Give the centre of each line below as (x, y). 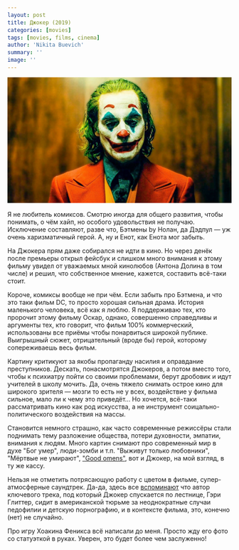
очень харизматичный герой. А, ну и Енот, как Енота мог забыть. (106, 237)
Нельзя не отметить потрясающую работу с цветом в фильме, (103, 480)
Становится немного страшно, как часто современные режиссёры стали (119, 428)
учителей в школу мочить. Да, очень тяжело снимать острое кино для (115, 384)
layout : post (27, 15)
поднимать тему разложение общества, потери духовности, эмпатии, (114, 436)
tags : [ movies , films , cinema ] (54, 38)
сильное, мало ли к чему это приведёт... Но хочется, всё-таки (102, 399)
